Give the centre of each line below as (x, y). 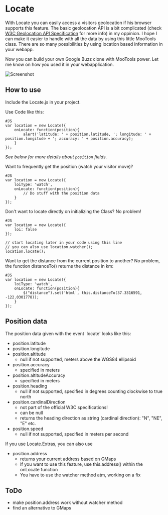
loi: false (26, 229)
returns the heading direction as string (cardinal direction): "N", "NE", (91, 418)
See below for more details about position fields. (56, 157)
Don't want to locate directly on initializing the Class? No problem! (73, 211)
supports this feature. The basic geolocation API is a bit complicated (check (83, 28)
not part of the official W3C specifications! (64, 407)
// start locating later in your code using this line (64, 242)
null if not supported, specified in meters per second (74, 434)
